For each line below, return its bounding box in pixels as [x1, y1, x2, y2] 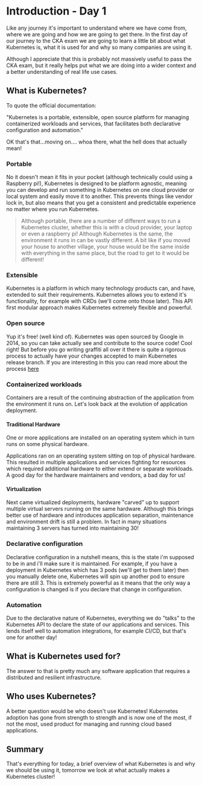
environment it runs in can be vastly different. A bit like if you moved [21, 237, 191, 244]
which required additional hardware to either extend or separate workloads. [6, 465, 194, 473]
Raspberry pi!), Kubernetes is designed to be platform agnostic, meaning [6, 180, 187, 187]
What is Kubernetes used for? [6, 651, 121, 662]
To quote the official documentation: [6, 102, 96, 109]
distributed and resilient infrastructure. [6, 674, 102, 681]
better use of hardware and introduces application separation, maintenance [6, 511, 194, 519]
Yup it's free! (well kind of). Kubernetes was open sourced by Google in [6, 333, 184, 340]
